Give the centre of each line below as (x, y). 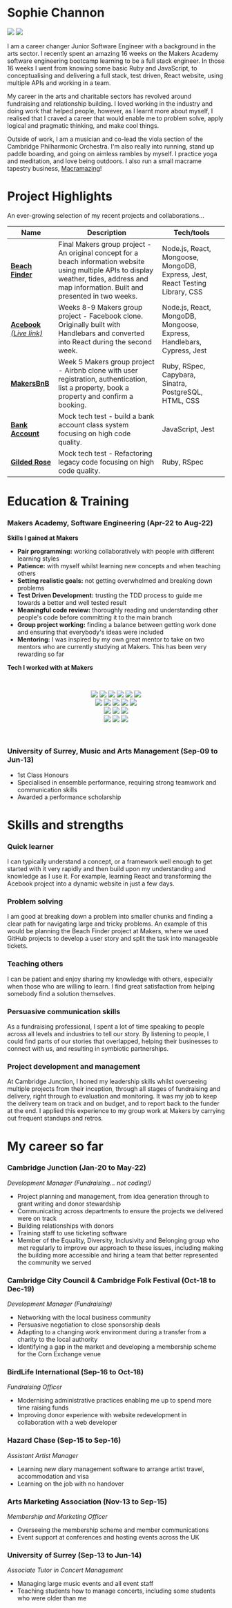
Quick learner (30, 846)
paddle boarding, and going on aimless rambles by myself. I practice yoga (112, 153)
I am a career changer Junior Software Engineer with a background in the (112, 46)
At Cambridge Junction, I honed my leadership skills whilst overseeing (107, 1082)
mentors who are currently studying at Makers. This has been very (112, 647)
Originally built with (89, 324)
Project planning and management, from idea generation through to (113, 1196)
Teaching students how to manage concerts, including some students (116, 1591)
